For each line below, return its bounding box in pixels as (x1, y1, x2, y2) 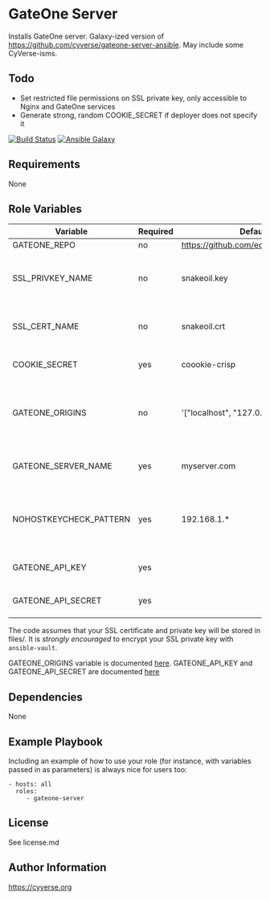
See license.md (8, 837, 59, 847)
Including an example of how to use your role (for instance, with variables (8, 756, 252, 766)
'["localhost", (181, 407, 231, 419)
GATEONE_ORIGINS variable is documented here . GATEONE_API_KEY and (8, 658, 253, 668)
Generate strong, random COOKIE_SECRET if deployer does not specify (19, 110, 258, 120)
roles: (15, 787, 38, 796)
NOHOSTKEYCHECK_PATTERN (12, 513, 131, 525)
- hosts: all (8, 780, 52, 788)
